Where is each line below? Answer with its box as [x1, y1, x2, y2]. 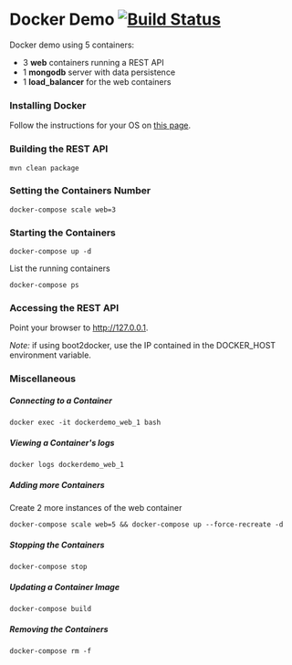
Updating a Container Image [9, 581, 120, 592]
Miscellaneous [9, 372, 76, 385]
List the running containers [9, 263, 111, 274]
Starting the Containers [9, 226, 116, 239]
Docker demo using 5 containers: [9, 39, 135, 50]
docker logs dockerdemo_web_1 [9, 461, 125, 470]
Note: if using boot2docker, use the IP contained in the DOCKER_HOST [9, 340, 276, 351]
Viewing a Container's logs [9, 437, 115, 448]
